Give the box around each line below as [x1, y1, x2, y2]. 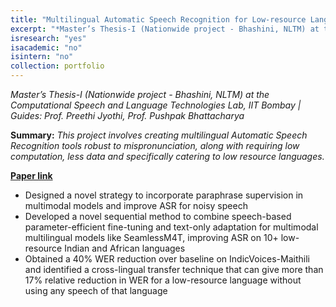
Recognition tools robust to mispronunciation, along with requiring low [10, 140, 300, 151]
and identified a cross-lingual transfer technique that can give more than [24, 264, 324, 275]
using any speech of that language [24, 285, 168, 296]
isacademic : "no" [10, 42, 83, 53]
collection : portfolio [10, 61, 105, 71]
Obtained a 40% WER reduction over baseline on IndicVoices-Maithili [24, 253, 310, 265]
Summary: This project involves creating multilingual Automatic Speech [10, 129, 308, 141]
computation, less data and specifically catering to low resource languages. [10, 151, 325, 162]
